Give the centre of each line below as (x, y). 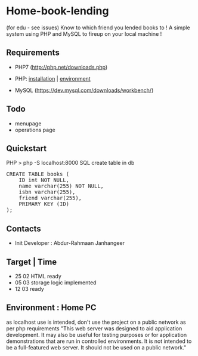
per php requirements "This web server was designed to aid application (94, 328)
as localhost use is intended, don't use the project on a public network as (96, 322)
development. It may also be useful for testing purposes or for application (97, 334)
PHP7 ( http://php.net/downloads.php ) (61, 67)
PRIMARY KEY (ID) (44, 204)
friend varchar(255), (50, 198)
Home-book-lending (58, 11)
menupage (28, 123)
